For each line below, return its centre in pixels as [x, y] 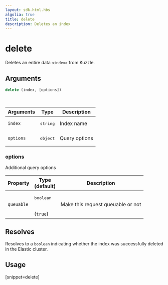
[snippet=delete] [23, 277]
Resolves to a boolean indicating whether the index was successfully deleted [84, 243]
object [47, 138]
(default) [45, 186]
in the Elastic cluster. [27, 249]
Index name [73, 123]
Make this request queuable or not [101, 204]
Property [19, 183]
